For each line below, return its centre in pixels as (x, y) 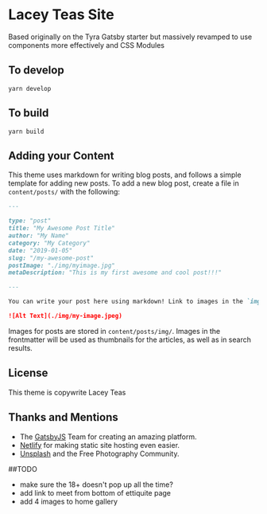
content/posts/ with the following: (64, 192)
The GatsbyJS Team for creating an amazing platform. (108, 437)
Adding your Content (61, 156)
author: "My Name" (39, 236)
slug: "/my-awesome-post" (51, 258)
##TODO (23, 469)
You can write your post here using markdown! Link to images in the (126, 302)
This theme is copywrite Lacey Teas (67, 392)
